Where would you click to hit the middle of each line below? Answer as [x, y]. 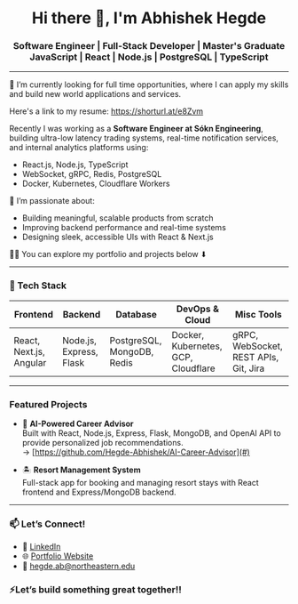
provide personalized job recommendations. [102, 443]
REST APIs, [255, 357]
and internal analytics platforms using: [79, 148]
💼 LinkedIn [41, 547]
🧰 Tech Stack [38, 286]
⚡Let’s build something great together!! [95, 590]
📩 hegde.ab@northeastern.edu [78, 566]
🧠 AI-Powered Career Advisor [78, 424]
